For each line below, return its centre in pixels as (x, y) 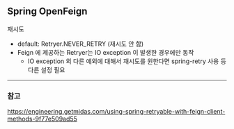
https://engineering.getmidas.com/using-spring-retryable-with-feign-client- (116, 112)
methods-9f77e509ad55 (42, 119)
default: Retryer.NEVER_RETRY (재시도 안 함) (80, 44)
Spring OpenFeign (47, 11)
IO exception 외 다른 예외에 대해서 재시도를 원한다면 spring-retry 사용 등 (127, 61)
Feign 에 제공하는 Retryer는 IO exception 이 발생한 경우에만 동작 (106, 52)
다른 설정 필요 (46, 69)
